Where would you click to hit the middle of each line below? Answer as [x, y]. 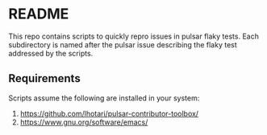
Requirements [44, 78]
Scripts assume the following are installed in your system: [104, 98]
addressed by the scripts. [51, 53]
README [39, 14]
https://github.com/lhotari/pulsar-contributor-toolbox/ [109, 113]
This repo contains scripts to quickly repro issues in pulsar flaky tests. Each [134, 36]
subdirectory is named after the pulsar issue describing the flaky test [123, 44]
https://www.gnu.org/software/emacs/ [84, 122]
